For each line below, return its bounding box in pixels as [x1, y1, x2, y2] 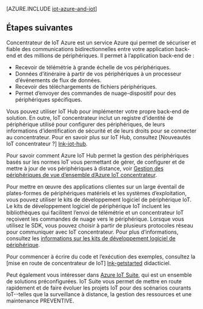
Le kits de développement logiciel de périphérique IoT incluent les [6, 202, 171, 209]
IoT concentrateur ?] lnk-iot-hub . [6, 140, 88, 147]
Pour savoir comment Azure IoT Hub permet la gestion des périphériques [6, 151, 189, 159]
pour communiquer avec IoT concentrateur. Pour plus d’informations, [6, 228, 179, 235]
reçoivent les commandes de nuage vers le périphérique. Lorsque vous [6, 215, 185, 223]
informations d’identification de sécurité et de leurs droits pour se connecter [6, 127, 197, 134]
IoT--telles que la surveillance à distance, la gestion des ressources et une [6, 290, 192, 297]
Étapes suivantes [6, 23, 73, 33]
